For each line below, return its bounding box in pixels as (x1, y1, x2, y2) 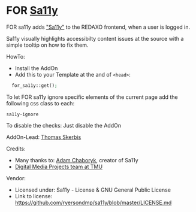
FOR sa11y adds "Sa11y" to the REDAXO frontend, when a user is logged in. (6, 23, 191, 31)
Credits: (6, 145, 26, 152)
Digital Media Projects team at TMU (14, 163, 103, 170)
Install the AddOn (14, 64, 58, 72)
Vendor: (6, 174, 26, 181)
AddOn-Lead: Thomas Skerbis (6, 133, 82, 141)
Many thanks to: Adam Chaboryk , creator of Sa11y (14, 156, 139, 163)
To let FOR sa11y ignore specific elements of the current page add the (6, 93, 178, 101)
